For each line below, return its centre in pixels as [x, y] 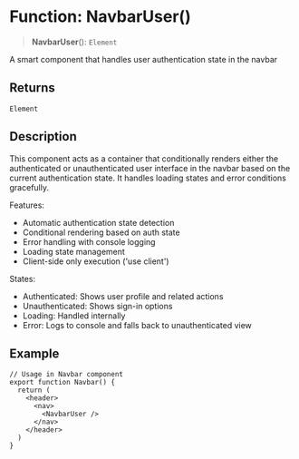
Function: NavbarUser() [101, 17]
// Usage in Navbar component [67, 375]
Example [34, 353]
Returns [33, 88]
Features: [27, 205]
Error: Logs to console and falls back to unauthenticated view [137, 325]
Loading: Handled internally [74, 316]
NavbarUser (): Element [74, 42]
